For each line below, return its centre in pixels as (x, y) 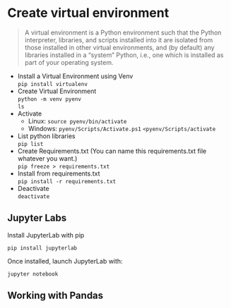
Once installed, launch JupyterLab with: (65, 261)
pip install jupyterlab (42, 248)
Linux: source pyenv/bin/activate (77, 121)
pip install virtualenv (53, 84)
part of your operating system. (69, 62)
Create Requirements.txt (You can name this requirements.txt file (112, 151)
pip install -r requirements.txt (67, 181)
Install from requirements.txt (59, 173)
